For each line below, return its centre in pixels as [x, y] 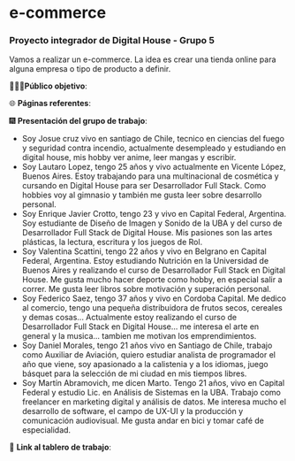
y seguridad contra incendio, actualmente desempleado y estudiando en [154, 148]
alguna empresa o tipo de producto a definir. [90, 69]
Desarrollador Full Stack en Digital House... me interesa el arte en [140, 327]
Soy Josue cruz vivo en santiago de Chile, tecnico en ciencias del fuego [153, 139]
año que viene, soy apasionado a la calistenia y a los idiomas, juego [145, 365]
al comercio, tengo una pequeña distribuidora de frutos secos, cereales [152, 308]
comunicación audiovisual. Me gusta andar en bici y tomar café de [143, 421]
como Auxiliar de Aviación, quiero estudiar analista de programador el [149, 355]
